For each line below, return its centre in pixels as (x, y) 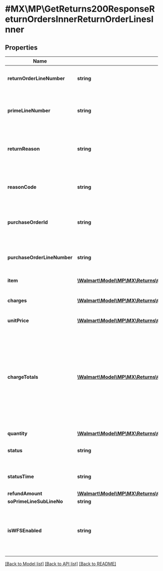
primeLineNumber (29, 110)
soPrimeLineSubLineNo (35, 501)
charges (17, 301)
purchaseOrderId (28, 222)
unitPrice (18, 320)
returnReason (24, 149)
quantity (17, 433)
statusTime (21, 477)
